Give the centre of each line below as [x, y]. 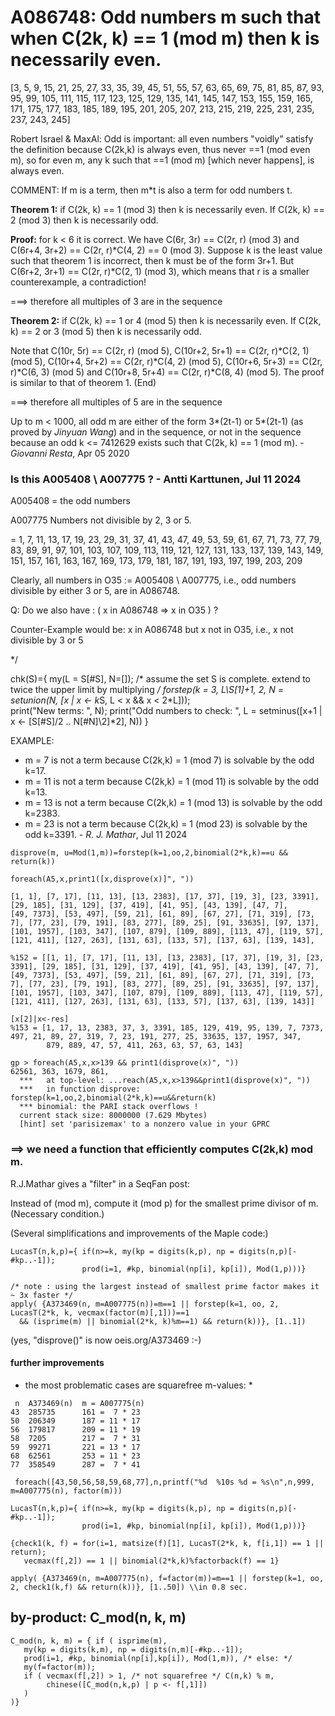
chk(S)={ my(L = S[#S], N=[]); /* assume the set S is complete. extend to [161, 679]
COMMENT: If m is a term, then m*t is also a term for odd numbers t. [151, 190]
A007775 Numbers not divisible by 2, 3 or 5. [101, 520]
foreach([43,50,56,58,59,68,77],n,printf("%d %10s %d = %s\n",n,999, [164, 1482]
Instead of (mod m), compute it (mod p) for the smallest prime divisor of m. [164, 1203]
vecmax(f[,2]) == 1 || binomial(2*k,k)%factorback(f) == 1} [151, 1561]
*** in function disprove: [80, 1089]
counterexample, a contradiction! [78, 282]
